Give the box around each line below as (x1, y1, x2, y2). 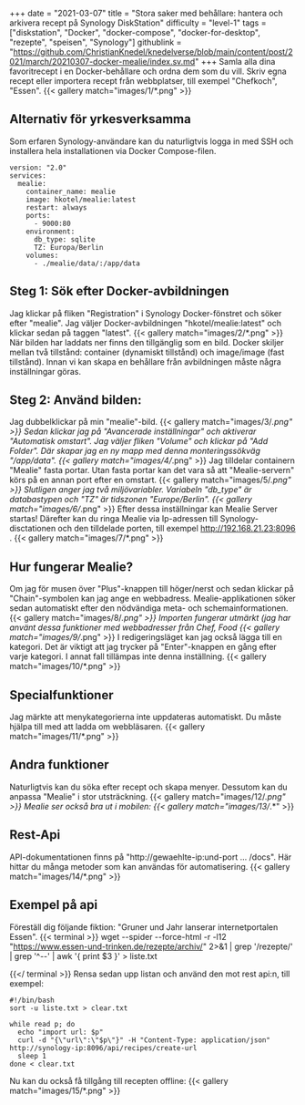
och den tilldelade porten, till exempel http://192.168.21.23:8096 (57, 523, 296, 534)
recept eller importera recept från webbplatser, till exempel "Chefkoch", (9, 76, 278, 86)
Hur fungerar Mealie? (9, 559, 134, 574)
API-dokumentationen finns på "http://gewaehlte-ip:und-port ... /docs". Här (9, 852, 292, 862)
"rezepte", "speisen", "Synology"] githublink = (9, 36, 182, 47)
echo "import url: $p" (17, 1028, 104, 1037)
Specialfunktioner (9, 687, 114, 703)
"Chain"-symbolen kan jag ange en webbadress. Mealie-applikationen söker (9, 593, 296, 604)
